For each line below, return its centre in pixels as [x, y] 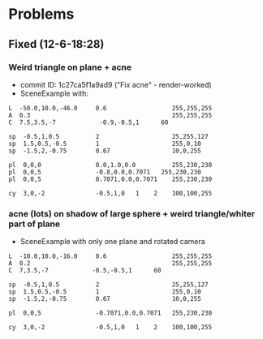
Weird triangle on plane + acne [70, 67]
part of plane [34, 224]
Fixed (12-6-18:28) [56, 44]
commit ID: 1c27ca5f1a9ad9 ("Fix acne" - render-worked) [116, 84]
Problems [41, 14]
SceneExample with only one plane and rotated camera [112, 242]
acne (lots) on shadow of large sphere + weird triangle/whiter [132, 213]
